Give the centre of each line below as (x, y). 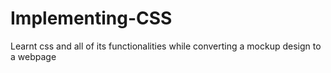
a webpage (33, 56)
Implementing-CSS (91, 18)
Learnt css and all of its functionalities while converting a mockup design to (166, 46)
